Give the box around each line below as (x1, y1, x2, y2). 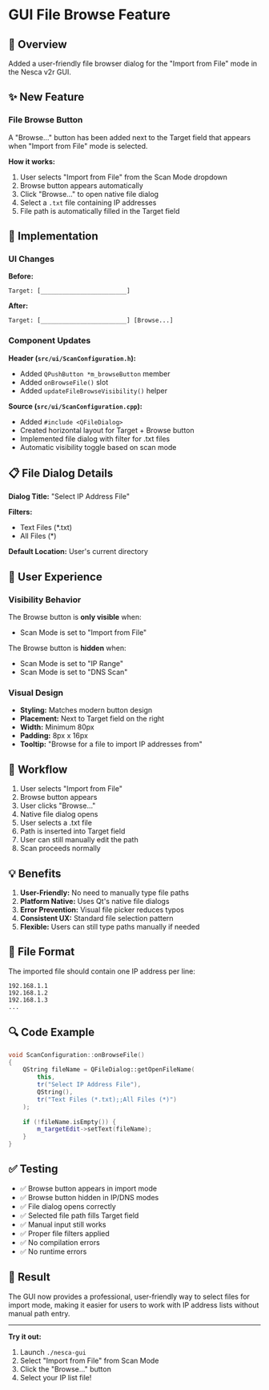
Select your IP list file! (19, 1372, 92, 1382)
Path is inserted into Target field (19, 826, 126, 836)
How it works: (8, 156, 56, 166)
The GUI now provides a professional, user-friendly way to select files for (8, 1292, 251, 1301)
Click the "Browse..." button (19, 1364, 112, 1374)
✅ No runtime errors (19, 1247, 87, 1256)
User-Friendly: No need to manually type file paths (19, 888, 190, 898)
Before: (8, 271, 34, 281)
